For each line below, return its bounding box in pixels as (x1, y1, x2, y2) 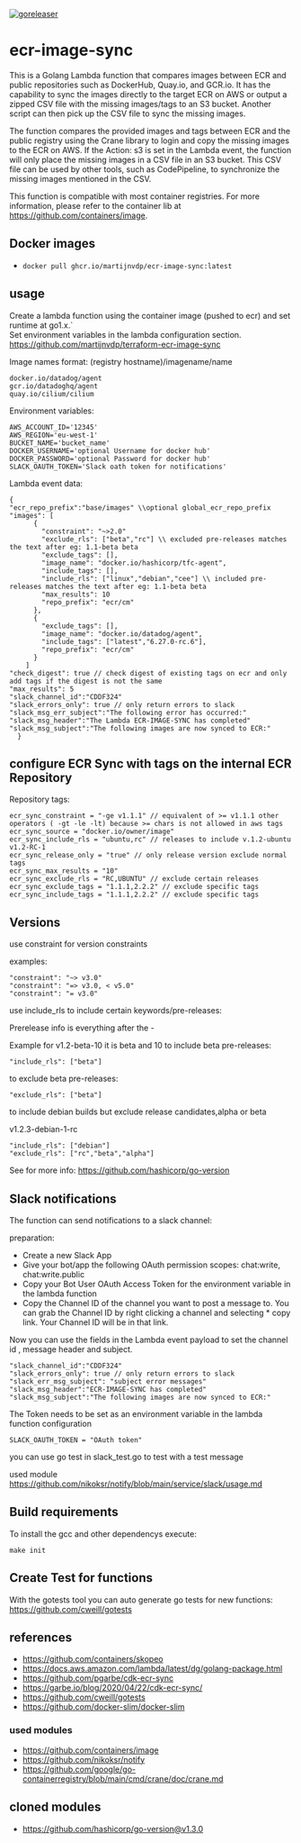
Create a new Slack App (22, 1250, 112, 1260)
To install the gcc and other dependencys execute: (9, 1528, 198, 1539)
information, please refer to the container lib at (9, 200, 181, 211)
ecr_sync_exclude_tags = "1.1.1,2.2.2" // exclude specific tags (9, 883, 259, 892)
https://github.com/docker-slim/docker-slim (22, 1702, 185, 1712)
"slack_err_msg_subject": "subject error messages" (9, 1377, 207, 1386)
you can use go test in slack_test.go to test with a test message (9, 1451, 244, 1462)
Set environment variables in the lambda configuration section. (9, 329, 242, 340)
